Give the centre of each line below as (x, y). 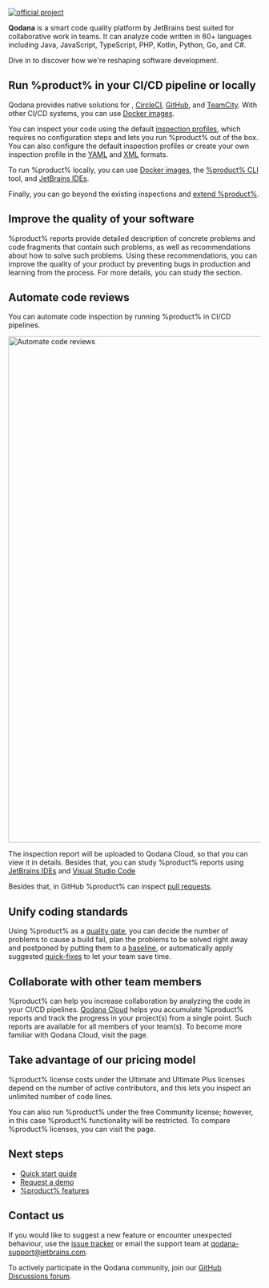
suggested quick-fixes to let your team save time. (90, 957)
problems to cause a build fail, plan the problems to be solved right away (128, 940)
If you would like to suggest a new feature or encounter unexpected (120, 1235)
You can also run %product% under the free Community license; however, (131, 1112)
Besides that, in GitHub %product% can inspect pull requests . (110, 887)
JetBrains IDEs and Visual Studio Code (72, 871)
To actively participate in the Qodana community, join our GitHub (115, 1267)
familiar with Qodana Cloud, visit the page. (78, 1035)
